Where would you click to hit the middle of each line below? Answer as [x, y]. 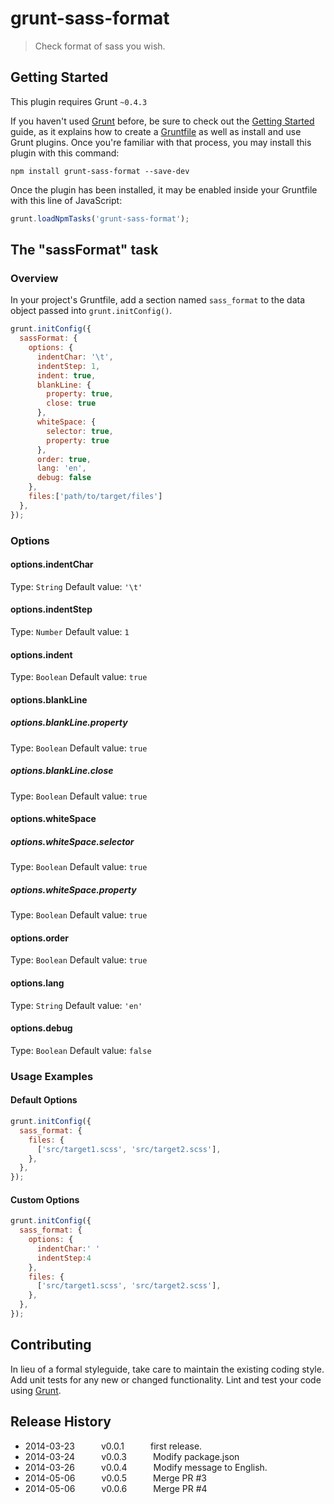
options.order [39, 938]
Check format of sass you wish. [100, 46]
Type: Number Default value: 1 [70, 632]
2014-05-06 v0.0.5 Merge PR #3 [116, 1478]
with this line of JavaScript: [66, 200]
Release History [61, 1422]
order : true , [64, 459]
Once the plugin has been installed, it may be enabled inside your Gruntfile [164, 189]
